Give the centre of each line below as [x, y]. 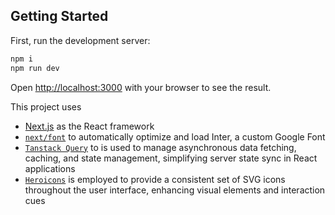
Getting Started [59, 16]
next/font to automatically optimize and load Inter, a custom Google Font [175, 136]
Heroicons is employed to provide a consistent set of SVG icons [155, 179]
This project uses [46, 106]
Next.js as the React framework [89, 126]
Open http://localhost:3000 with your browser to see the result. [141, 87]
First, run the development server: [80, 40]
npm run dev [35, 68]
